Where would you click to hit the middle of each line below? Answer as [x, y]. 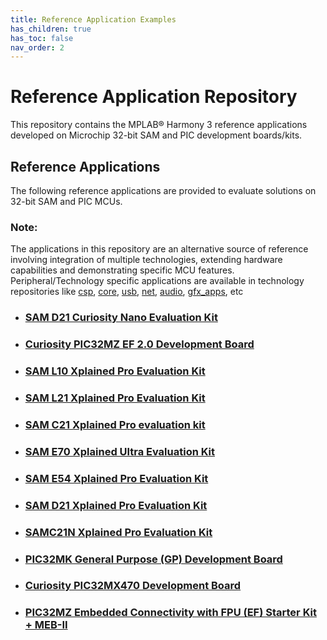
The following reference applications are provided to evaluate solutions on [163, 190]
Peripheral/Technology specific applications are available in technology [157, 281]
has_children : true [51, 29]
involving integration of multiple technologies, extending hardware [146, 260]
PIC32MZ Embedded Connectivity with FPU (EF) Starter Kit [170, 613]
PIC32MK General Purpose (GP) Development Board [153, 559]
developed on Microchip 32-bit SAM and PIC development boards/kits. [156, 135]
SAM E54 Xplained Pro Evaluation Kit [116, 478]
